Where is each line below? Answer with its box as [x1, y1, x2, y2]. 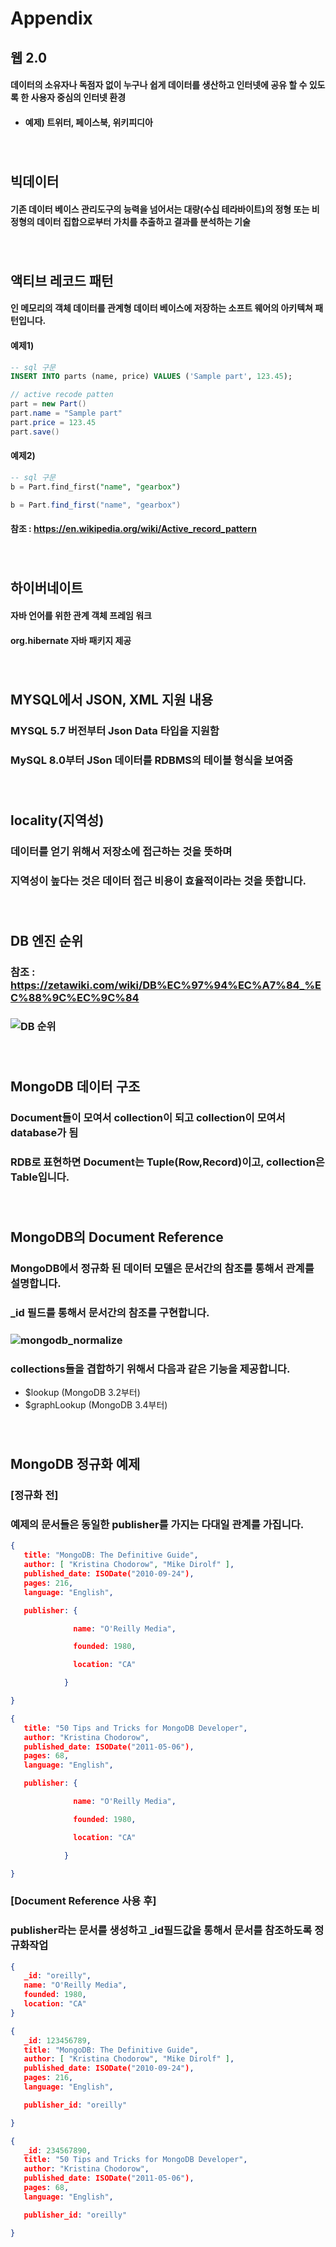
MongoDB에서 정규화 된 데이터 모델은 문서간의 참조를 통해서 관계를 [10, 1261, 315, 1275]
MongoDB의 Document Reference [10, 1228, 224, 1246]
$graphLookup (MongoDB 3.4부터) [24, 1398, 168, 1411]
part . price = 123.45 [10, 417, 97, 427]
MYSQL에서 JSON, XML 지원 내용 [10, 691, 214, 708]
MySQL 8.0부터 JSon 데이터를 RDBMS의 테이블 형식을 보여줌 [10, 753, 294, 767]
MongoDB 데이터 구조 [10, 1078, 141, 1095]
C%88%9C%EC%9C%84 [10, 990, 140, 1004]
